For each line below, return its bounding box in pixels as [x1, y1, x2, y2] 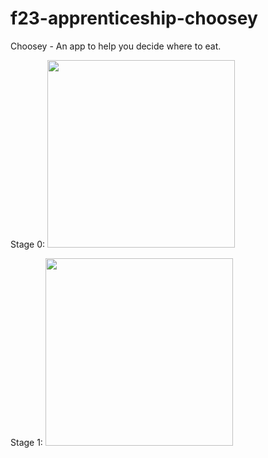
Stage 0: [10, 238, 46, 250]
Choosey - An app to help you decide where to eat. [10, 40, 222, 52]
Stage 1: [10, 436, 43, 448]
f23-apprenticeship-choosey [10, 7, 258, 30]
